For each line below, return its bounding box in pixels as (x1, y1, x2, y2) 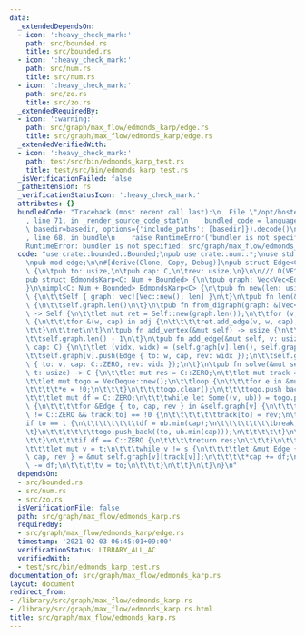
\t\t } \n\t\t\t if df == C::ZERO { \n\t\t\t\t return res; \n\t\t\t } (25, 435, 274, 445)
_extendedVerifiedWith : (17, 140, 107, 149)
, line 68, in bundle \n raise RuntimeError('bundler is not (25, 233, 271, 242)
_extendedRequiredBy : (17, 106, 100, 115)
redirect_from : (9, 588, 67, 597)
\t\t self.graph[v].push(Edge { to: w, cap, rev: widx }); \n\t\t (25, 351, 274, 360)
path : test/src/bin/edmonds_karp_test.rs (25, 156, 184, 166)
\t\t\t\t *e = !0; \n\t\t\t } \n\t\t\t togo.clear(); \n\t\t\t (25, 385, 246, 394)
